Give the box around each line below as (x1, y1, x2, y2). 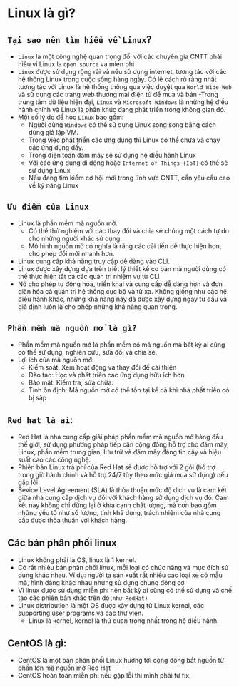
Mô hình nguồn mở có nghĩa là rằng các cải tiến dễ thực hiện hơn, (28, 241, 222, 250)
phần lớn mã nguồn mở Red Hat (17, 663, 111, 672)
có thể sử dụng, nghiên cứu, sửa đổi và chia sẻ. (17, 347, 158, 356)
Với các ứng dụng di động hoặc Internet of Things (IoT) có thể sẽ (28, 158, 228, 167)
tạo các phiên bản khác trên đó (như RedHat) (17, 594, 148, 602)
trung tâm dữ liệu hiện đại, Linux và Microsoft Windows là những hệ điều (17, 98, 229, 106)
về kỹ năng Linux (28, 181, 79, 190)
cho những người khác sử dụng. (28, 234, 123, 243)
